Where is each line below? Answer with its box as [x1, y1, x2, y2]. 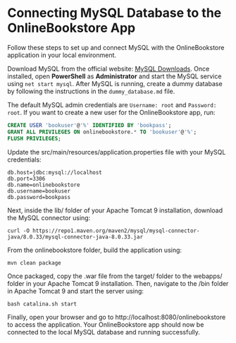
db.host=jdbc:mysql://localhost [7, 169, 102, 176]
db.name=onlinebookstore [7, 181, 80, 188]
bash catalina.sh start [7, 300, 77, 308]
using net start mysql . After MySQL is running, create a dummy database [7, 79, 223, 88]
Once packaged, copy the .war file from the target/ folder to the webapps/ [7, 272, 223, 280]
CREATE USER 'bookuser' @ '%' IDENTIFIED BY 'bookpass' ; [7, 121, 172, 128]
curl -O [7, 227, 30, 234]
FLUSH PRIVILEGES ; [7, 135, 61, 142]
